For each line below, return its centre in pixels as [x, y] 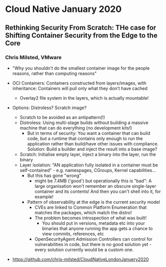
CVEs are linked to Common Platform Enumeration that [91, 207]
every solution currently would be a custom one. [84, 250]
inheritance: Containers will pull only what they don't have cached [80, 88]
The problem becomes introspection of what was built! [90, 218]
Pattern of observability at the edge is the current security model [93, 202]
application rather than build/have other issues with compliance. [93, 143]
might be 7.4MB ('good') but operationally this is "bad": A [93, 181]
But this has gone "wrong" [54, 175]
